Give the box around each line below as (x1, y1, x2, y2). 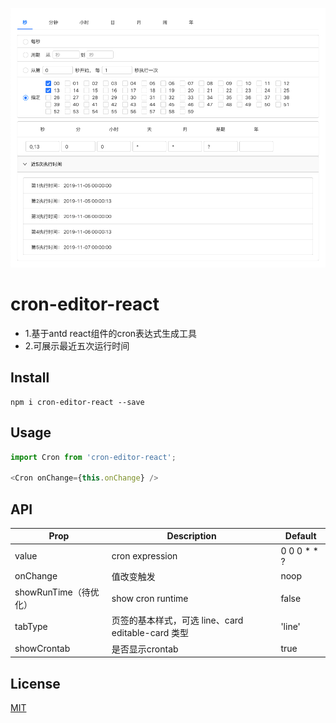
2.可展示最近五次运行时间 (24, 339, 130, 352)
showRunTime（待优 (14, 586, 100, 598)
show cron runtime (111, 592, 189, 604)
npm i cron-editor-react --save (10, 397, 145, 407)
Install (10, 369, 50, 387)
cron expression (111, 550, 178, 562)
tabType (14, 620, 48, 632)
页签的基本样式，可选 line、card (111, 614, 244, 627)
